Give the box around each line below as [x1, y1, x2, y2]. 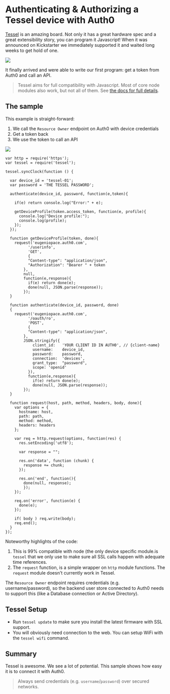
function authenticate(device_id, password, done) [10, 303, 119, 308]
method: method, [18, 418, 53, 423]
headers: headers [18, 423, 56, 428]
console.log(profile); [18, 218, 67, 223]
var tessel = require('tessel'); [5, 160, 76, 165]
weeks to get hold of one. [5, 47, 59, 53]
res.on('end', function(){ [18, 476, 76, 481]
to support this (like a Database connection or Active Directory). [5, 590, 139, 596]
